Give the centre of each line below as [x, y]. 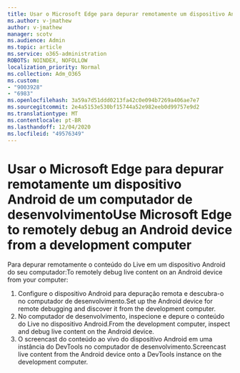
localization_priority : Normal [54, 67]
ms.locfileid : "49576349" [46, 134]
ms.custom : [24, 80]
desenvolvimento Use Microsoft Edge [120, 214]
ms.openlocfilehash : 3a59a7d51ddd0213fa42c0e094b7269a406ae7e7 [104, 101]
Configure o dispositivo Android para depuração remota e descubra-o [121, 294]
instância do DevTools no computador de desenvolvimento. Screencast [122, 347]
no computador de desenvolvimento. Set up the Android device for [115, 302]
